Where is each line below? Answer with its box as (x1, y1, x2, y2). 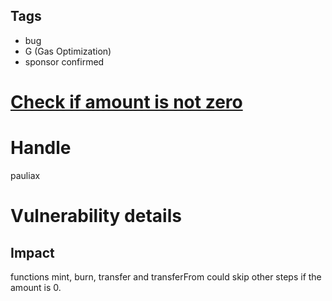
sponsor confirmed (24, 55, 105, 68)
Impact (10, 244, 55, 261)
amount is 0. (10, 281, 62, 293)
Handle (10, 137, 72, 159)
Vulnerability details (10, 205, 182, 228)
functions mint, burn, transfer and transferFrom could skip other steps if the (10, 270, 322, 283)
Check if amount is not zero (10, 91, 243, 113)
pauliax (10, 169, 41, 181)
